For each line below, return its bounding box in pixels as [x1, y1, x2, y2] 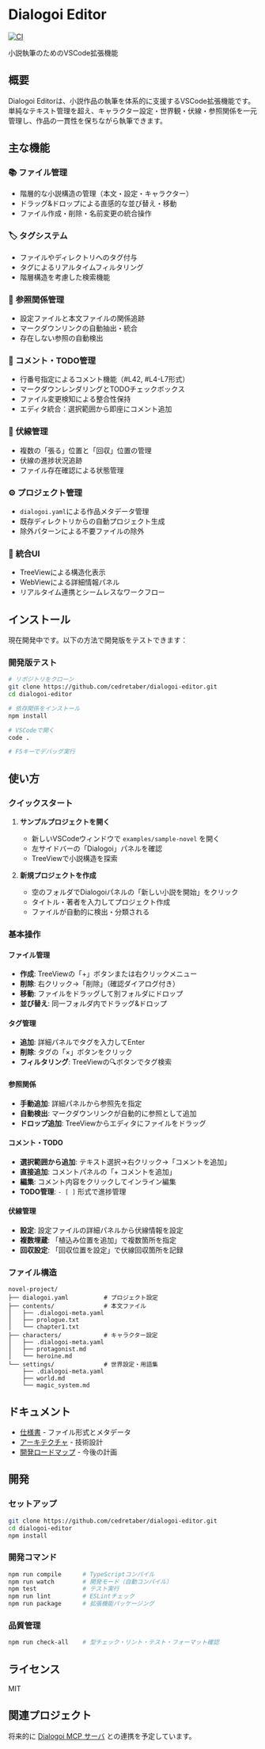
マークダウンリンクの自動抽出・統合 [19, 323, 138, 333]
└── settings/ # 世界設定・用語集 [8, 1361, 158, 1369]
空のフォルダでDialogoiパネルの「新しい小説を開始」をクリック [31, 887, 239, 897]
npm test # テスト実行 [8, 1585, 120, 1593]
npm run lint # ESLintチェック [8, 1592, 135, 1601]
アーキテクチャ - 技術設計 [19, 1438, 104, 1447]
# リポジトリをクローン [8, 676, 74, 684]
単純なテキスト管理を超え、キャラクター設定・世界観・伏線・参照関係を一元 [8, 105, 258, 116]
